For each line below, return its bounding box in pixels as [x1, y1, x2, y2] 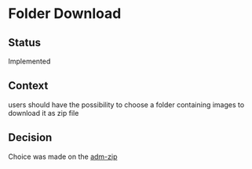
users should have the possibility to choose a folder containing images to [8, 99, 245, 110]
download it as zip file [8, 108, 79, 117]
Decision [8, 131, 53, 145]
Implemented [8, 56, 51, 66]
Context [8, 79, 49, 92]
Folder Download [8, 5, 122, 23]
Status [8, 36, 42, 49]
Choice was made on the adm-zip [8, 152, 118, 161]
